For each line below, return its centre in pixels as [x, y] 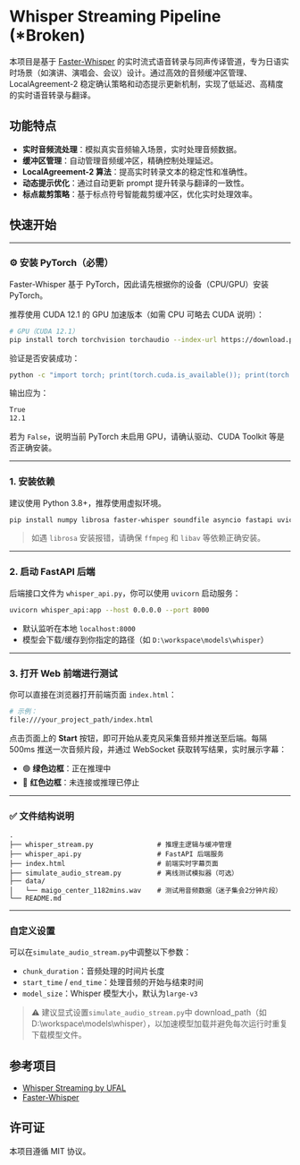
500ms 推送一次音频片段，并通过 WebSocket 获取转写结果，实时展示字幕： [148, 749]
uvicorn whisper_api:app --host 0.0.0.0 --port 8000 [109, 610]
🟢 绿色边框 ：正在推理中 [67, 768]
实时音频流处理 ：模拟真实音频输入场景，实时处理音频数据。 [132, 149]
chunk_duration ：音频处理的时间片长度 [93, 971]
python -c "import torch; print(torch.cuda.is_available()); [125, 375]
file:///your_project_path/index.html [81, 720]
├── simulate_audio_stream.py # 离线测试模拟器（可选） [124, 873]
